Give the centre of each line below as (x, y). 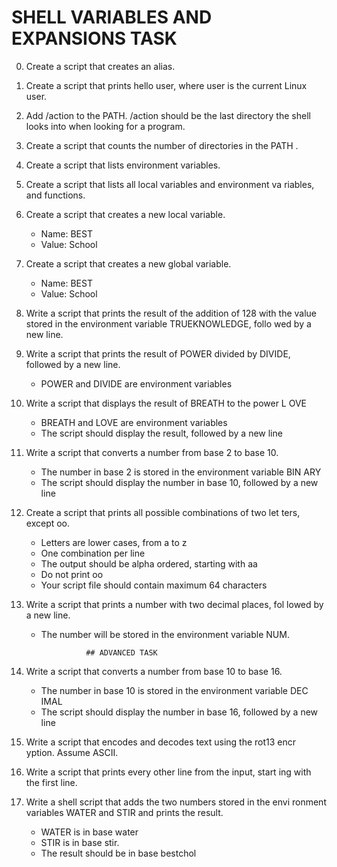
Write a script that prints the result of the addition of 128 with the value (171, 313)
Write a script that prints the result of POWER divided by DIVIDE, (158, 353)
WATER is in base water (89, 832)
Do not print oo (72, 574)
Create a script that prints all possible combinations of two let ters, (163, 512)
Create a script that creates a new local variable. (125, 214)
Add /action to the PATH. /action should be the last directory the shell (168, 115)
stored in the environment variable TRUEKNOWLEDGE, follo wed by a (168, 323)
